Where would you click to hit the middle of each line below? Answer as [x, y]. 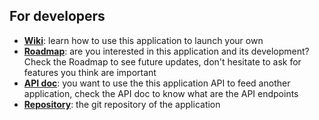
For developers [57, 16]
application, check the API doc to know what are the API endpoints [161, 93]
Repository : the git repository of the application [122, 104]
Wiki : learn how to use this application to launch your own [143, 40]
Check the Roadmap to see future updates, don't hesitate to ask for [162, 61]
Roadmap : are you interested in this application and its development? [166, 51]
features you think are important [90, 72]
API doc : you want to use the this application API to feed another [157, 83]
